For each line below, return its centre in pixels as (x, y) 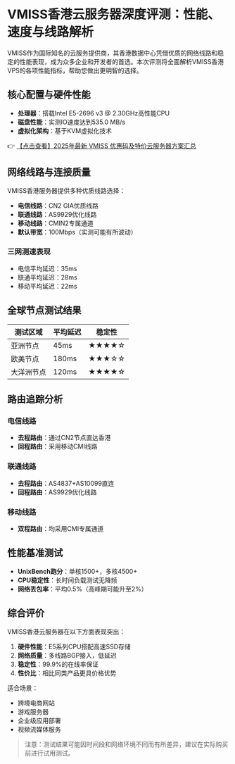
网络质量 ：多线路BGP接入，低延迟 (67, 655)
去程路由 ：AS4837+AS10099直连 (66, 483)
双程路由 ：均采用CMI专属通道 (61, 528)
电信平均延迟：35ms (47, 268)
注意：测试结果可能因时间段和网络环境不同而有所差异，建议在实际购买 (126, 744)
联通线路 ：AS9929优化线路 (57, 214)
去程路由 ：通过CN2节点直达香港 (64, 438)
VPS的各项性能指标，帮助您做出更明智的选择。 (75, 70)
